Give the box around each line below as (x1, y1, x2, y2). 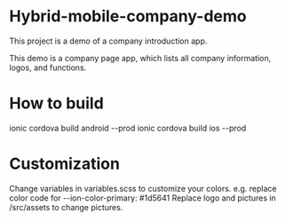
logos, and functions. (9, 62, 87, 73)
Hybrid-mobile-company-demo (9, 6, 247, 27)
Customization (9, 154, 120, 174)
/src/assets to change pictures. (9, 201, 123, 212)
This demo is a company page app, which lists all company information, (9, 52, 272, 63)
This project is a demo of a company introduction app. (9, 36, 208, 46)
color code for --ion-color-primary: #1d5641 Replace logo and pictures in (9, 193, 277, 203)
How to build (9, 93, 104, 114)
